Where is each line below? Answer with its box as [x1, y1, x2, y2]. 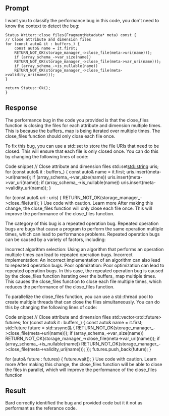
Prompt [5, 4, 29, 13]
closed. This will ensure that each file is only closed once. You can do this [5, 148, 159, 154]
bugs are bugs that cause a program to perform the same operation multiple [5, 225, 163, 231]
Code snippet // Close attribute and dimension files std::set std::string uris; [5, 163, 159, 169]
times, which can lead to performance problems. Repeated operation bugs [5, 231, 160, 237]
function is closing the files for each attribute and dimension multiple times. [5, 122, 162, 128]
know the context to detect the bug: [5, 23, 80, 29]
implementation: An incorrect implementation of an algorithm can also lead [5, 257, 160, 263]
